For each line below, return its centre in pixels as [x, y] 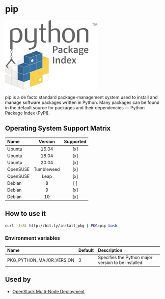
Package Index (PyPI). [27, 113]
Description [110, 250]
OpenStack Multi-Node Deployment [48, 291]
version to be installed [120, 263]
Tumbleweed [47, 169]
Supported [75, 142]
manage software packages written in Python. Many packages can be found [82, 102]
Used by [18, 280]
